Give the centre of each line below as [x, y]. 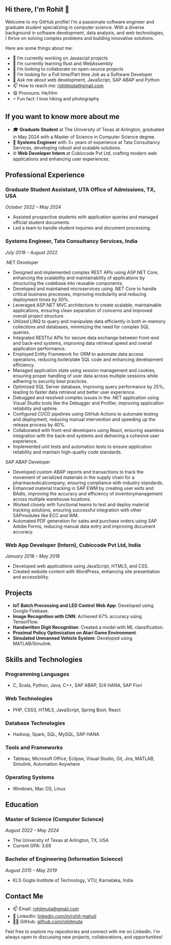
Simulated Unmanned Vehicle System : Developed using [72, 638]
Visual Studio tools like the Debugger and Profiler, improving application [88, 403]
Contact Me [24, 896]
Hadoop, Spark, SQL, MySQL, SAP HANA [56, 734]
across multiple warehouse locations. [52, 499]
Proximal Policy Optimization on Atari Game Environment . [75, 632]
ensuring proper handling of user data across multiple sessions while [85, 376]
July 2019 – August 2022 [31, 252]
